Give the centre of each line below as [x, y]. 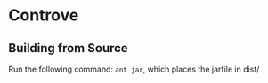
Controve [44, 15]
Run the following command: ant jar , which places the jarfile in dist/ [134, 69]
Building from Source [68, 48]
